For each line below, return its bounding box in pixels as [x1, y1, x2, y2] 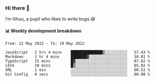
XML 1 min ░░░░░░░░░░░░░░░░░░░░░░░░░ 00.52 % [5, 67, 150, 72]
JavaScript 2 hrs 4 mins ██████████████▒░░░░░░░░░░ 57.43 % [5, 50, 150, 55]
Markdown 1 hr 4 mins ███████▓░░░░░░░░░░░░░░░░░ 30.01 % [5, 54, 150, 59]
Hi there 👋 [5, 5, 30, 12]
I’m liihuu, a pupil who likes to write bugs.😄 [5, 16, 95, 22]
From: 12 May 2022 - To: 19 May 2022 [5, 41, 85, 46]
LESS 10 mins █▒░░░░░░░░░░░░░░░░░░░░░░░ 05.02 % [5, 63, 150, 68]
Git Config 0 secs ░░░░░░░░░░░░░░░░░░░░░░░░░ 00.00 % [5, 71, 150, 77]
